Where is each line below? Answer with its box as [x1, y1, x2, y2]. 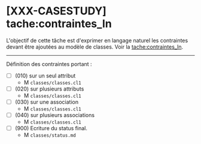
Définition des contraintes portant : [6, 60, 92, 67]
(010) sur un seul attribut [14, 72, 76, 79]
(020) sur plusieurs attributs [14, 85, 84, 92]
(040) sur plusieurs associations [14, 112, 95, 119]
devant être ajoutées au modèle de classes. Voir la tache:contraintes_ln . [6, 43, 184, 50]
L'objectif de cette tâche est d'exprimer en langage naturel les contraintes [6, 37, 188, 44]
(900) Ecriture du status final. [14, 125, 88, 132]
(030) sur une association [14, 98, 79, 106]
